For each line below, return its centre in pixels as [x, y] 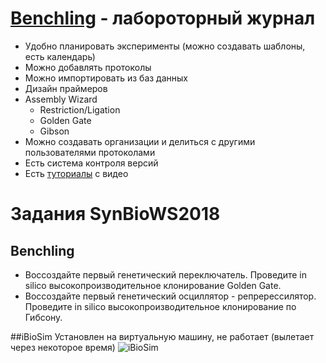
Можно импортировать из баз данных [106, 78]
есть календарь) [60, 56]
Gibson [54, 131]
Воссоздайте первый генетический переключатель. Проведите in [165, 274]
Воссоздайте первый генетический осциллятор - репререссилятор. [170, 296]
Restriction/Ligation [80, 109]
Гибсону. [43, 317]
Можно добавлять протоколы [88, 67]
